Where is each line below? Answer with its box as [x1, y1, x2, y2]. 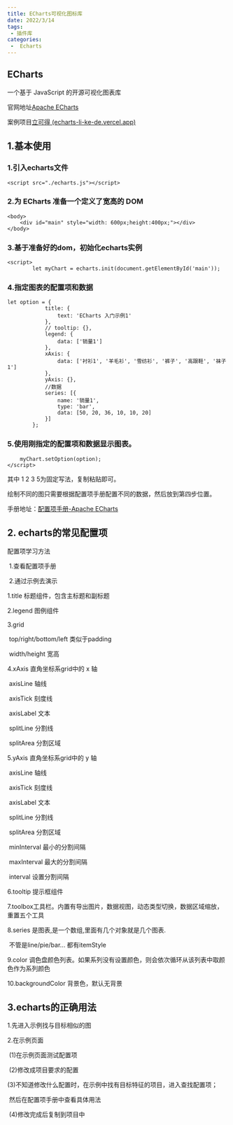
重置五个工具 [7, 910, 44, 919]
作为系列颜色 [13, 964, 50, 973]
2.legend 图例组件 [7, 606, 59, 615]
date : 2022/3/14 [7, 17, 55, 24]
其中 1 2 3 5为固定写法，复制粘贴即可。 [7, 475, 120, 483]
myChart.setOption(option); [20, 455, 101, 462]
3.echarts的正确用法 [7, 1001, 97, 1013]
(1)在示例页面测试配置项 [8, 1051, 78, 1059]
